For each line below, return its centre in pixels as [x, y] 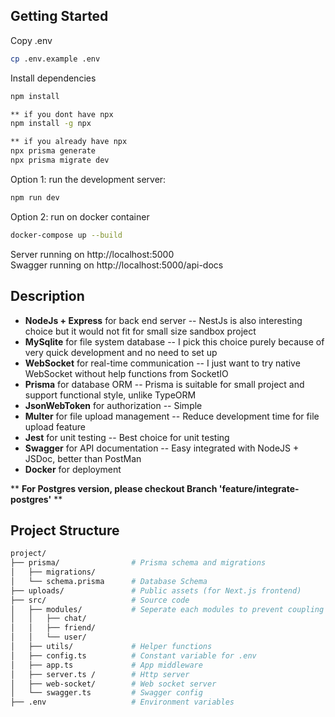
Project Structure [65, 530]
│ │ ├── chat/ [48, 619]
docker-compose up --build [66, 235]
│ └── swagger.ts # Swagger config [106, 693]
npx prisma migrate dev [60, 160]
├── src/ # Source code [100, 600]
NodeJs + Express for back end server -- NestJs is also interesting [163, 320]
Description [47, 296]
